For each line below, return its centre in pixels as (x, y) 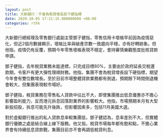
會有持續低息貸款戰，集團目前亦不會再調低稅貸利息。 (62, 130)
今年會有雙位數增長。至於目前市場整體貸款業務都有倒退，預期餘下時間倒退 (79, 78)
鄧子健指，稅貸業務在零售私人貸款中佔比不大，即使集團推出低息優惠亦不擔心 (81, 95)
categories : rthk (23, 23)
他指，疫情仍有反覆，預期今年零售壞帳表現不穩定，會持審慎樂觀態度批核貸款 (81, 50)
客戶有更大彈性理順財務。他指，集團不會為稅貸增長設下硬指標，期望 (90, 72)
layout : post (18, 10)
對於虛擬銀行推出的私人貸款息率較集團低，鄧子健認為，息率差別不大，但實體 (81, 117)
